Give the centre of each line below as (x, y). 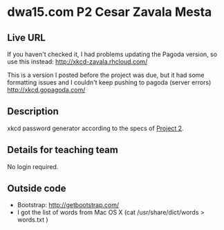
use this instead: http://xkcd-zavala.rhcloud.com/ (77, 62)
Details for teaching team (63, 150)
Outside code (37, 189)
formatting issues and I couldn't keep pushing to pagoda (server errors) (109, 82)
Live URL (27, 38)
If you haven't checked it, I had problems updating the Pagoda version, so (112, 54)
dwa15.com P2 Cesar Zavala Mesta (110, 12)
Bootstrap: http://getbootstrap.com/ (68, 205)
